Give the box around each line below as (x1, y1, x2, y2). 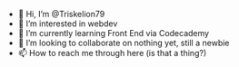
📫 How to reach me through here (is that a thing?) (17, 48, 207, 58)
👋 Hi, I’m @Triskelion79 (17, 9, 105, 19)
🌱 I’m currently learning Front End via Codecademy (17, 28, 210, 38)
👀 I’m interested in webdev (17, 18, 118, 29)
